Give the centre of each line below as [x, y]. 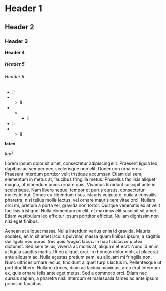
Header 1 [24, 9]
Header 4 [15, 53]
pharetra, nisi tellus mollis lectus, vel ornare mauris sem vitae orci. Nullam [80, 200]
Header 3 [17, 41]
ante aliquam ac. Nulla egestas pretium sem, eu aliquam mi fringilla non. [79, 257]
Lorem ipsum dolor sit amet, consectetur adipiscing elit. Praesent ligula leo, [82, 163]
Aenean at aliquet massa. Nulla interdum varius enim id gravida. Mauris [78, 231]
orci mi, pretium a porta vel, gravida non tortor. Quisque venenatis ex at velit [83, 205]
